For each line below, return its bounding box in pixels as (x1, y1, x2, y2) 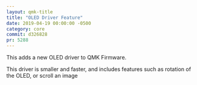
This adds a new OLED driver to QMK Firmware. (6, 54, 127, 61)
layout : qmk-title (6, 8, 53, 15)
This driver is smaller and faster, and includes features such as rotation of (6, 66, 192, 73)
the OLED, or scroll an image (6, 72, 78, 79)
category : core (6, 25, 45, 32)
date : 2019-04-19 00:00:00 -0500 (6, 20, 91, 26)
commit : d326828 (6, 32, 48, 38)
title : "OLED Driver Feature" (6, 15, 84, 21)
